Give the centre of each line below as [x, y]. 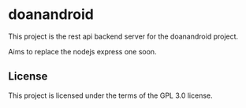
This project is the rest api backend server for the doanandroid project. [123, 36]
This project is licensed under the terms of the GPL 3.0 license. [110, 95]
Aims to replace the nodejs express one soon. [82, 51]
